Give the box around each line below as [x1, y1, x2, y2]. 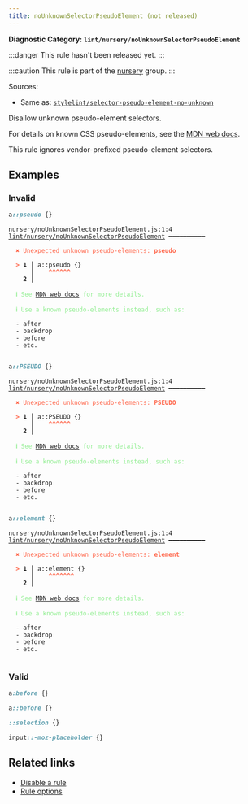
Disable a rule [20, 777, 67, 787]
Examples [8, 168, 59, 182]
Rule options [20, 786, 63, 796]
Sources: [8, 81, 39, 91]
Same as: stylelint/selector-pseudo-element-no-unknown [20, 97, 214, 106]
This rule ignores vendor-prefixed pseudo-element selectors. [8, 144, 214, 154]
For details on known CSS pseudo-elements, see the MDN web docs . [8, 128, 241, 138]
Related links [8, 756, 76, 770]
